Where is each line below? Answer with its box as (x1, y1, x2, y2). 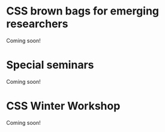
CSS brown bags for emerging (6, 4, 159, 18)
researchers (6, 17, 68, 31)
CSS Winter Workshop (6, 99, 121, 113)
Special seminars (6, 58, 94, 72)
